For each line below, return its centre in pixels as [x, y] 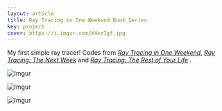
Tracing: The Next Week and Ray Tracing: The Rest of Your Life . [100, 60]
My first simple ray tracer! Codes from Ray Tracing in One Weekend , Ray [111, 53]
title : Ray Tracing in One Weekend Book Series [77, 20]
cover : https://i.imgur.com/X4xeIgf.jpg [67, 33]
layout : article [31, 14]
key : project [26, 26]
